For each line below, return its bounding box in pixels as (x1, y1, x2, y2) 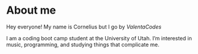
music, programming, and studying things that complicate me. (6, 41, 160, 48)
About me (6, 4, 56, 17)
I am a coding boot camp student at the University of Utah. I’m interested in (6, 34, 192, 42)
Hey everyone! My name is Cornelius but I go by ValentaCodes (6, 23, 162, 30)
